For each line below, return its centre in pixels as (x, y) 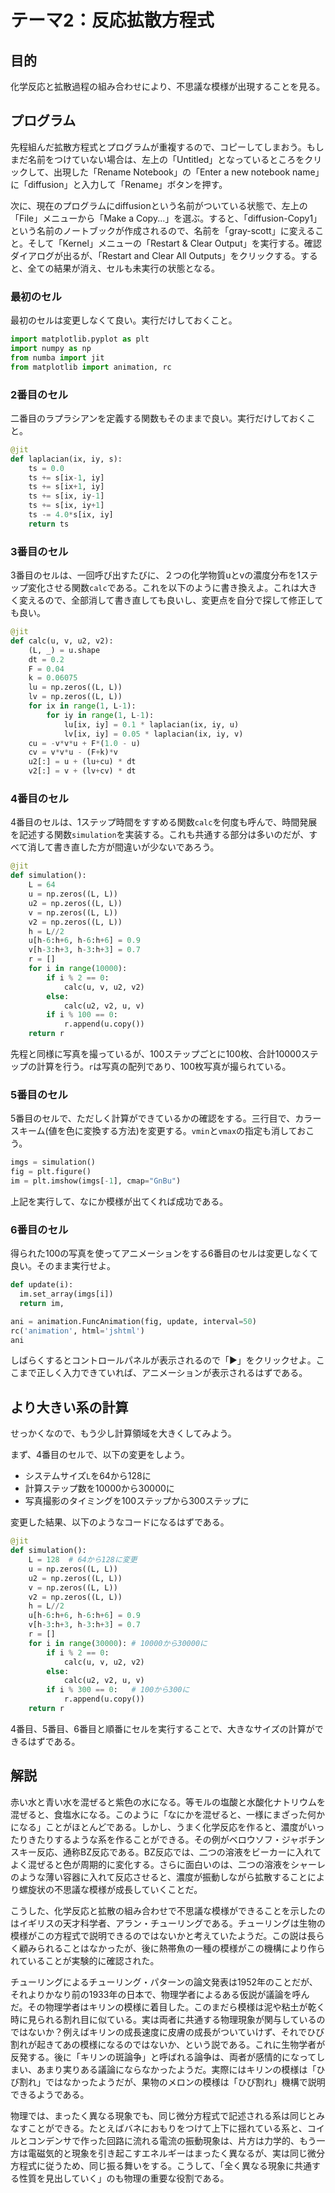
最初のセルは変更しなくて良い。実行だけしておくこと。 (124, 320)
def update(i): (42, 1285)
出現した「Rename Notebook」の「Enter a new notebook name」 (189, 172)
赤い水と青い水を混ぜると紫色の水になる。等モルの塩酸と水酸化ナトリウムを (168, 1802)
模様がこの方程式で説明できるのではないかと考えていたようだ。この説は (159, 1935)
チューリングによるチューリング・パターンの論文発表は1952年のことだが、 (164, 1982)
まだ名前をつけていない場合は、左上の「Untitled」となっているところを (157, 159)
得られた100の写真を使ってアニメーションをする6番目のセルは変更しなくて (164, 1253)
